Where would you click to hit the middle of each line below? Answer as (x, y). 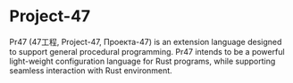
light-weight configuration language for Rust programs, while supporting (142, 61)
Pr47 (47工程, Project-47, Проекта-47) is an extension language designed (146, 41)
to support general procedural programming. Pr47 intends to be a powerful (147, 51)
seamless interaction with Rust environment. (91, 70)
